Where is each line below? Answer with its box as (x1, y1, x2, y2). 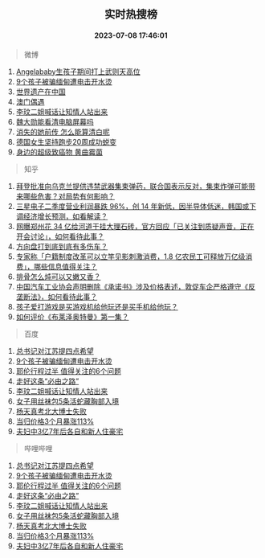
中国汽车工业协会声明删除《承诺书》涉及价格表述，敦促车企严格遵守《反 (15, 281, 255, 291)
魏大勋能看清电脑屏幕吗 (15, 117, 94, 126)
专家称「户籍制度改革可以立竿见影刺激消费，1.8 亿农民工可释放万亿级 (15, 252, 246, 261)
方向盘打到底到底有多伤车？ (15, 241, 108, 251)
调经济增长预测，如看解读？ (15, 211, 108, 221)
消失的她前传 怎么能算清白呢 (15, 127, 110, 137)
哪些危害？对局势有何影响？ (22, 191, 115, 201)
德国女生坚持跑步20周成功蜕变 (15, 137, 117, 146)
